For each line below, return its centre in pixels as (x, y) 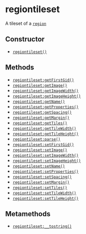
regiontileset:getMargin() (41, 118)
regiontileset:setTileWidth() (45, 193)
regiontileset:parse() (36, 139)
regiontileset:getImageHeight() (47, 96)
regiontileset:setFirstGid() (43, 145)
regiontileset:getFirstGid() (43, 80)
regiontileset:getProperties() (46, 107)
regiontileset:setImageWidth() (46, 155)
